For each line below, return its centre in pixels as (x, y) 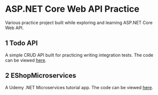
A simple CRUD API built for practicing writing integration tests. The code (79, 55)
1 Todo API (21, 43)
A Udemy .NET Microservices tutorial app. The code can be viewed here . (79, 87)
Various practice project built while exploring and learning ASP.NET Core (79, 23)
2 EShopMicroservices (41, 76)
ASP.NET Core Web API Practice (72, 9)
